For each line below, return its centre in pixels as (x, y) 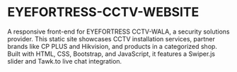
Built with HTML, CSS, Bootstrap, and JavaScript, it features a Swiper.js (111, 54)
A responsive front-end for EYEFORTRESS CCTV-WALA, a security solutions (118, 31)
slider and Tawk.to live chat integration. (65, 61)
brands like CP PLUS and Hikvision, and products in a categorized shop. (112, 46)
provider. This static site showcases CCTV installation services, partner (111, 38)
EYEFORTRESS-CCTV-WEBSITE (103, 12)
